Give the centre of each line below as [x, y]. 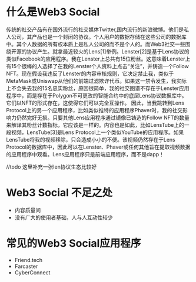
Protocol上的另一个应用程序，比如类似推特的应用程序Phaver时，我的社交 [94, 110]
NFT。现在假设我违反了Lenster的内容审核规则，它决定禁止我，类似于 [90, 73]
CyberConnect [32, 272]
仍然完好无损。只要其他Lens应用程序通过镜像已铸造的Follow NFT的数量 [103, 117]
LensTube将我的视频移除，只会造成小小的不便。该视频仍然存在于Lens [91, 139]
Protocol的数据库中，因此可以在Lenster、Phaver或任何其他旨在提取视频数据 [98, 147]
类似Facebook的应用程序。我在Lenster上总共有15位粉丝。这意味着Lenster [96, 59]
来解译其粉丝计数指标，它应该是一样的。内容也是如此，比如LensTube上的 [95, 125]
